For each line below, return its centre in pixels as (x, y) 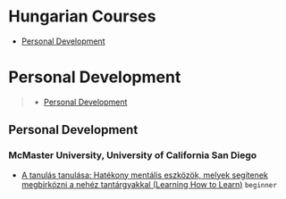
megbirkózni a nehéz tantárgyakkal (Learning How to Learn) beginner (149, 184)
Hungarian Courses (82, 17)
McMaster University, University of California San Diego (133, 155)
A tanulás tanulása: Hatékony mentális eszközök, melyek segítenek (145, 175)
